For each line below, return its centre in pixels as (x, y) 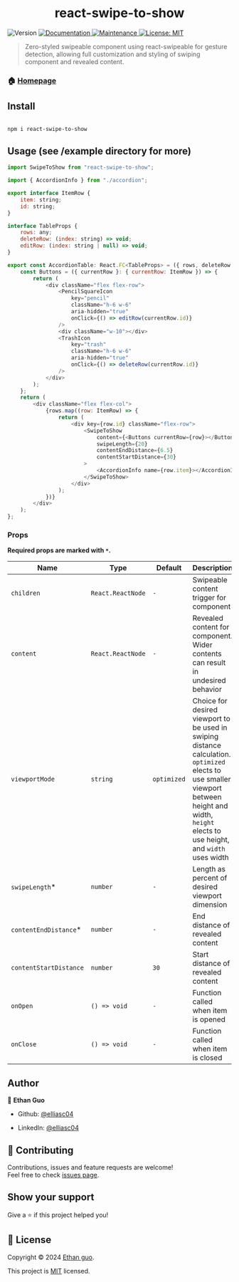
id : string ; (38, 206)
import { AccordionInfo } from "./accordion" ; (78, 180)
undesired (209, 681)
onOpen (22, 1006)
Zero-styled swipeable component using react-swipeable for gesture (126, 46)
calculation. (212, 755)
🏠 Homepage (32, 80)
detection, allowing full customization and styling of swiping (112, 54)
